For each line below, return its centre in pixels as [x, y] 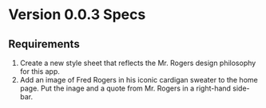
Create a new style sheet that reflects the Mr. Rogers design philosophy [138, 63]
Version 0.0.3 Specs [77, 15]
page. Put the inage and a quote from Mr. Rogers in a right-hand [125, 88]
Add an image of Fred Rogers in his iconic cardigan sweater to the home [139, 80]
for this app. [40, 71]
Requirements [44, 44]
